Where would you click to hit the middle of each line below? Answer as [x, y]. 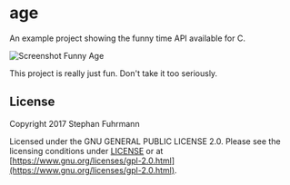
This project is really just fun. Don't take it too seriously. [114, 73]
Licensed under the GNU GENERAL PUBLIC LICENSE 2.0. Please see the [145, 141]
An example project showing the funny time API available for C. [127, 38]
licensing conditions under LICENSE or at [86, 151]
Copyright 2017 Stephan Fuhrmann [75, 123]
